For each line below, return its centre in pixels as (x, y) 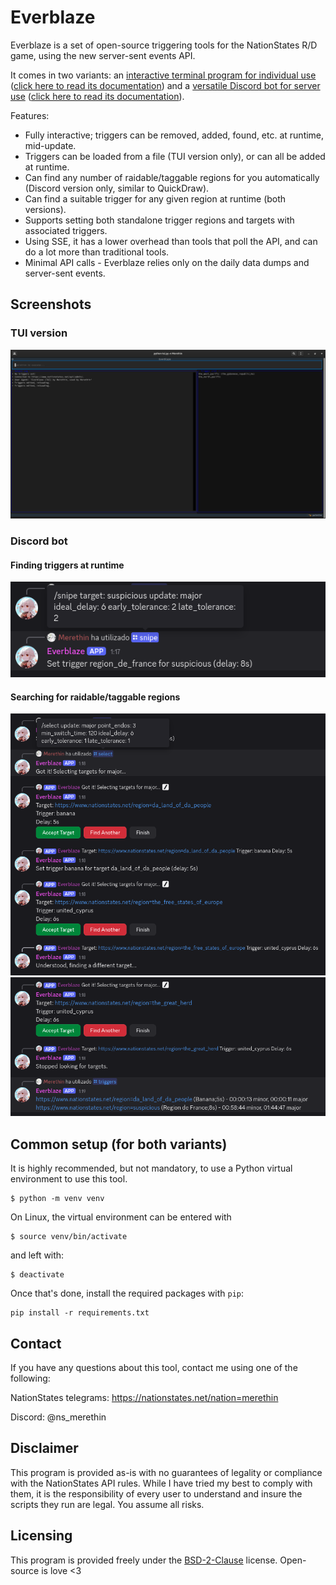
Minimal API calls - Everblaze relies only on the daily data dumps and (167, 262)
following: (30, 1378)
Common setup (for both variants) (119, 1144)
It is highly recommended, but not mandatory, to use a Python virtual (151, 1168)
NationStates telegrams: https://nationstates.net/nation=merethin (144, 1398)
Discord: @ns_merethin (58, 1417)
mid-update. (50, 145)
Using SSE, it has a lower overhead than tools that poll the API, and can (171, 241)
